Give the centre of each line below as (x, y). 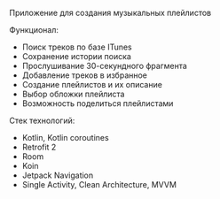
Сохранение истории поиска (76, 56)
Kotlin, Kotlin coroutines (65, 138)
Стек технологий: (42, 120)
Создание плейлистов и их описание (92, 84)
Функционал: (34, 30)
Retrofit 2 (39, 147)
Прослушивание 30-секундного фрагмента (105, 66)
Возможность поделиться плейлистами (98, 103)
